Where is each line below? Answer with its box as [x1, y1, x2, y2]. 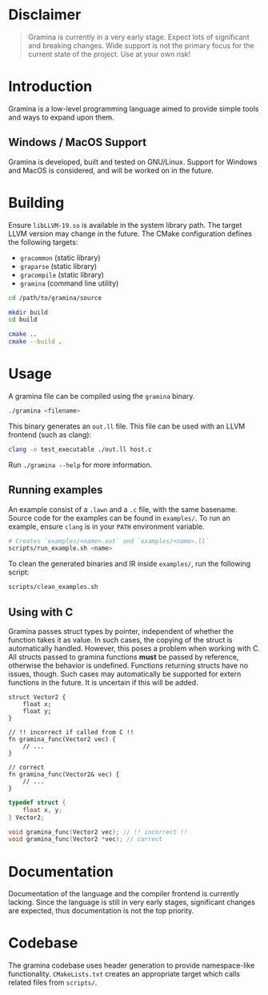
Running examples [8, 483, 103, 497]
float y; [22, 707, 52, 715]
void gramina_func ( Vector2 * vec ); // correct [8, 835, 162, 843]
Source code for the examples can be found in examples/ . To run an [8, 513, 230, 522]
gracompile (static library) [19, 270, 105, 279]
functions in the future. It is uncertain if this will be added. [8, 677, 198, 687]
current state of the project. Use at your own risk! [27, 49, 191, 59]
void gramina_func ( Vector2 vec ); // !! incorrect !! [8, 828, 188, 836]
